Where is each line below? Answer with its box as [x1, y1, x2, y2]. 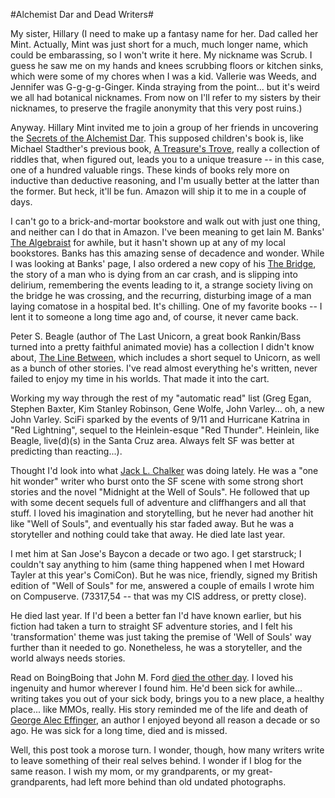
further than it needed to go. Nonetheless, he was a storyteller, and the [10, 642, 303, 653]
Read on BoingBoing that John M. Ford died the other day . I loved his [10, 672, 294, 683]
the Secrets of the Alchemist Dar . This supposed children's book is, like [10, 132, 304, 144]
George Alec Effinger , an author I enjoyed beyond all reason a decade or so [10, 714, 321, 726]
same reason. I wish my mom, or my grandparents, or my [10, 765, 246, 777]
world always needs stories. [10, 652, 126, 664]
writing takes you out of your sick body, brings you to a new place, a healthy [10, 693, 325, 704]
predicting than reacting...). [10, 445, 123, 457]
